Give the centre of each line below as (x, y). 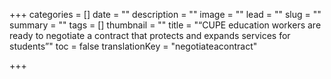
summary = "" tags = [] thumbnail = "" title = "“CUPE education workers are (165, 25)
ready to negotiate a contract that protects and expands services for (150, 35)
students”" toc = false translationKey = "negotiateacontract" (133, 46)
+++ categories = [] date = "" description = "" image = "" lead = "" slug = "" (165, 14)
